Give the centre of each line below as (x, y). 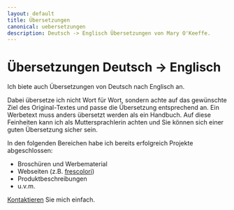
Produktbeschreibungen (52, 179)
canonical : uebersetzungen (46, 26)
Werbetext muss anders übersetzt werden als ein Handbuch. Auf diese (109, 115)
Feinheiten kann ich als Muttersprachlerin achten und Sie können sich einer (116, 122)
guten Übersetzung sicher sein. (52, 130)
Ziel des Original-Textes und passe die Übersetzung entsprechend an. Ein (114, 108)
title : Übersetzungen (39, 20)
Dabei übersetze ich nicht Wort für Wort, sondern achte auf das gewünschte (117, 100)
